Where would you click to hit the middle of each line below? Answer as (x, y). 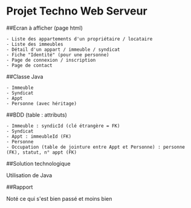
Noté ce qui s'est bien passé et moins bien (59, 198)
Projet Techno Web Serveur (77, 11)
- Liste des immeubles (35, 44)
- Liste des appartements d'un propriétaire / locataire (79, 39)
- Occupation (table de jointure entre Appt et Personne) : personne (96, 147)
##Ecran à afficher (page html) (44, 28)
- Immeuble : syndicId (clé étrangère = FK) (63, 126)
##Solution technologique (38, 163)
